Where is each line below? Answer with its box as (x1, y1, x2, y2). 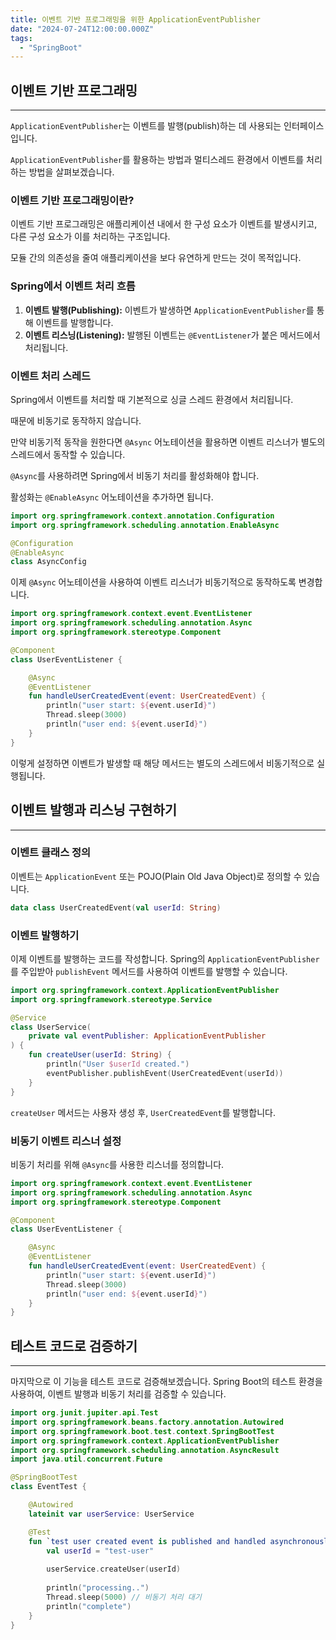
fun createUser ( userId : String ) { (28, 1050, 172, 1060)
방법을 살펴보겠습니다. (28, 166, 115, 178)
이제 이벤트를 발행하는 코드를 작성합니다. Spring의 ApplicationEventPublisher (10, 952, 320, 965)
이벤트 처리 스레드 (10, 369, 92, 383)
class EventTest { (10, 1482, 87, 1492)
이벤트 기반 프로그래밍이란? (10, 193, 135, 207)
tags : (10, 33, 33, 43)
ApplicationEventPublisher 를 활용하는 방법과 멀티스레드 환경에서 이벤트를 (10, 154, 305, 166)
